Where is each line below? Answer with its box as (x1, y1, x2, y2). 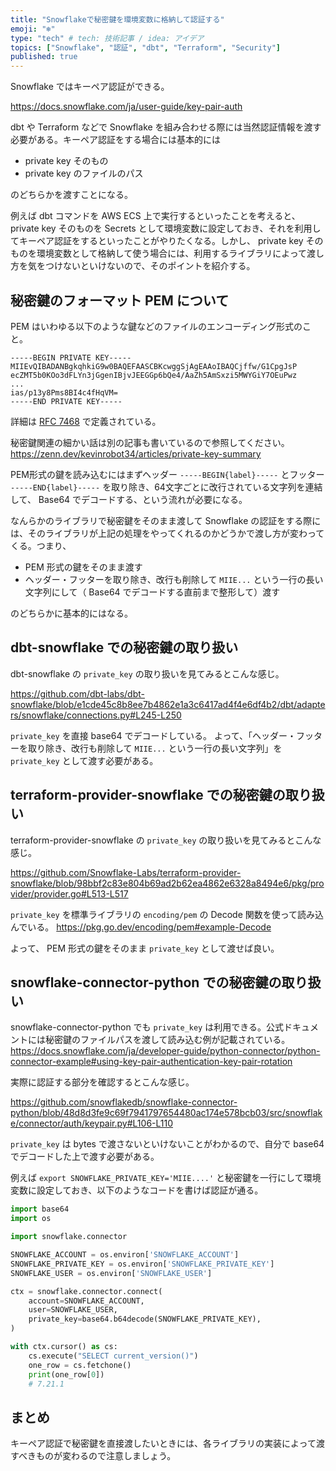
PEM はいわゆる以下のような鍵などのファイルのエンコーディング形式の (10, 320, 303, 332)
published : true (10, 52, 78, 62)
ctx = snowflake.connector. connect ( (10, 1286, 163, 1296)
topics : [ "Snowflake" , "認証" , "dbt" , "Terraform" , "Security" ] (10, 42, 282, 53)
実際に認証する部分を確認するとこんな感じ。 (10, 1076, 195, 1088)
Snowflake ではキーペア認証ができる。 (10, 81, 170, 93)
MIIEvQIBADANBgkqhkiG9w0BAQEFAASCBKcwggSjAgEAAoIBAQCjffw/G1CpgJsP (10, 361, 298, 371)
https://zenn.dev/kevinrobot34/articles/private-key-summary (10, 447, 262, 460)
